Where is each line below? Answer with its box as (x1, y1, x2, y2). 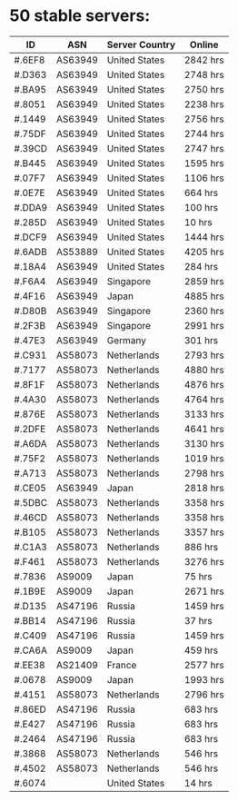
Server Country (106, 38, 175, 51)
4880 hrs (183, 363, 224, 376)
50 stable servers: (9, 5, 151, 26)
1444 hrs (183, 231, 224, 243)
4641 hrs (183, 422, 224, 435)
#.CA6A (14, 644, 48, 657)
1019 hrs (183, 451, 224, 464)
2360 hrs (183, 304, 224, 317)
